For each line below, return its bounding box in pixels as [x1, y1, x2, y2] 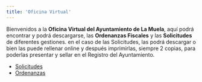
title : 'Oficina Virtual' [6, 8, 71, 15]
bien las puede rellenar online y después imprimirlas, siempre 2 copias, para [6, 45, 196, 52]
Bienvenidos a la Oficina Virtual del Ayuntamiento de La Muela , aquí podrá [6, 25, 194, 33]
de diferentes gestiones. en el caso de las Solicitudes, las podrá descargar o [6, 38, 196, 45]
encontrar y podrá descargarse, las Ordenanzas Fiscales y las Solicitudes [6, 31, 192, 39]
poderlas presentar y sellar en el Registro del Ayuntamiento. [6, 51, 155, 58]
